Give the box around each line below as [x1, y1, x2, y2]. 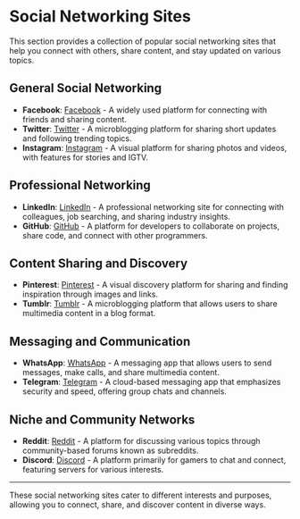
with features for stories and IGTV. [21, 152, 149, 163]
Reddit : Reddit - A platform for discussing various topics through [21, 436, 261, 446]
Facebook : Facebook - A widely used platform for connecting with [21, 105, 268, 115]
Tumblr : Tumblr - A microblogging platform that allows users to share [21, 298, 279, 309]
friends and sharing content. [21, 113, 128, 124]
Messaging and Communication [9, 333, 191, 349]
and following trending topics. [21, 132, 132, 144]
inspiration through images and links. [21, 289, 159, 300]
